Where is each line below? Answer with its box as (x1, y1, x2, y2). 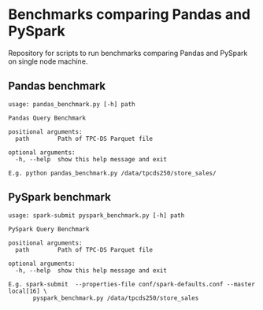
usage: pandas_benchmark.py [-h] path (8, 100, 135, 108)
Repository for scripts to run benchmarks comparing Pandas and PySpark (8, 48, 248, 57)
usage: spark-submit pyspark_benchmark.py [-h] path (8, 211, 185, 220)
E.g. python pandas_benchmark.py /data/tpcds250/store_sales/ (8, 169, 217, 177)
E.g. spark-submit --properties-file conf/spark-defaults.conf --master (8, 280, 256, 288)
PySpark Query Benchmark (8, 225, 90, 233)
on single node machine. (8, 57, 88, 66)
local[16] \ (8, 287, 47, 295)
